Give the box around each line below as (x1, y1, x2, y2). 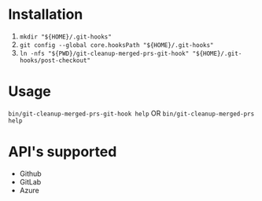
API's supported (8, 143, 117, 161)
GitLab (19, 177, 42, 186)
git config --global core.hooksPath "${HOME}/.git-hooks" (19, 41, 214, 49)
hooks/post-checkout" (19, 57, 90, 64)
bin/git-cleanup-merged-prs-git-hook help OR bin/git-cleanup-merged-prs (8, 108, 255, 118)
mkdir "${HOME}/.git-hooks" (19, 33, 112, 41)
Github (19, 169, 42, 178)
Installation (8, 5, 83, 24)
